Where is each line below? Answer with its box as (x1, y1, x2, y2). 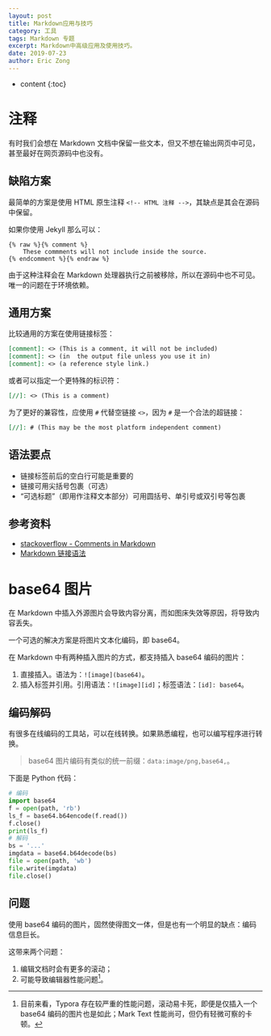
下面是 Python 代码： (8, 773, 79, 783)
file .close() (8, 872, 52, 880)
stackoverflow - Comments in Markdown (19, 539, 156, 549)
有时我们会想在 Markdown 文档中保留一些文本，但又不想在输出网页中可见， (8, 138, 260, 148)
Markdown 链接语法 (19, 549, 86, 558)
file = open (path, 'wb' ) (8, 857, 92, 865)
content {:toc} (19, 78, 67, 89)
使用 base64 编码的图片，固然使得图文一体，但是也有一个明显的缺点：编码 (8, 919, 256, 929)
